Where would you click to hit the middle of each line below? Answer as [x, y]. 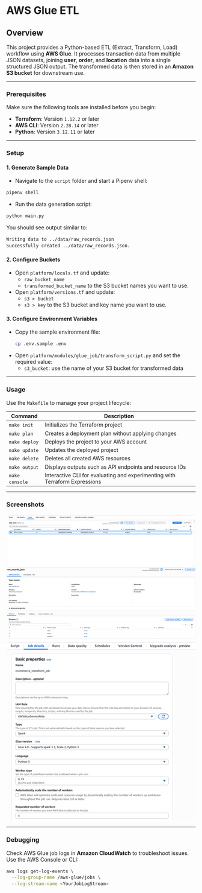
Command [24, 416]
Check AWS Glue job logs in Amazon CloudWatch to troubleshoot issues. [98, 853]
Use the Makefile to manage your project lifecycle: [69, 402]
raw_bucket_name [44, 280]
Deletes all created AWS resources [88, 459]
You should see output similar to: [47, 227]
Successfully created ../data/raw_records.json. [68, 246]
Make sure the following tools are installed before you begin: [81, 107]
